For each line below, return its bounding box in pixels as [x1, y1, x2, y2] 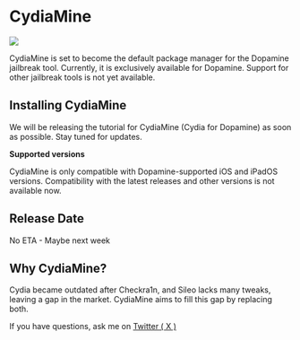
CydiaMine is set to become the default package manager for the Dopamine [9, 52, 289, 64]
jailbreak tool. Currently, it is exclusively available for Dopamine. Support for [9, 62, 289, 73]
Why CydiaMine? [9, 260, 107, 275]
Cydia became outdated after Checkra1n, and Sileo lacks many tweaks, [9, 284, 271, 295]
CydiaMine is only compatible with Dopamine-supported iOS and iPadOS [9, 166, 279, 177]
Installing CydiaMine [9, 98, 127, 113]
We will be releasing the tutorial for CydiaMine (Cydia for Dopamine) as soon [9, 121, 292, 132]
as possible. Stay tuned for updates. [9, 131, 143, 142]
